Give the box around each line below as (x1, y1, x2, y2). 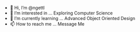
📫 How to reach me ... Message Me (10, 21, 85, 27)
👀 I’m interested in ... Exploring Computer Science (10, 10, 113, 16)
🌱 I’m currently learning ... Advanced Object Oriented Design (10, 15, 135, 21)
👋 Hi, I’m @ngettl (10, 5, 45, 10)
